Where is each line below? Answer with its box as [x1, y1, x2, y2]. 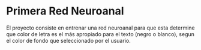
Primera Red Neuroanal [6, 4, 124, 18]
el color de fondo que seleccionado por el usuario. [6, 37, 131, 44]
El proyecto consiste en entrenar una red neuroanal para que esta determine [6, 24, 195, 31]
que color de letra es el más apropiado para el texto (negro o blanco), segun [6, 30, 195, 37]
